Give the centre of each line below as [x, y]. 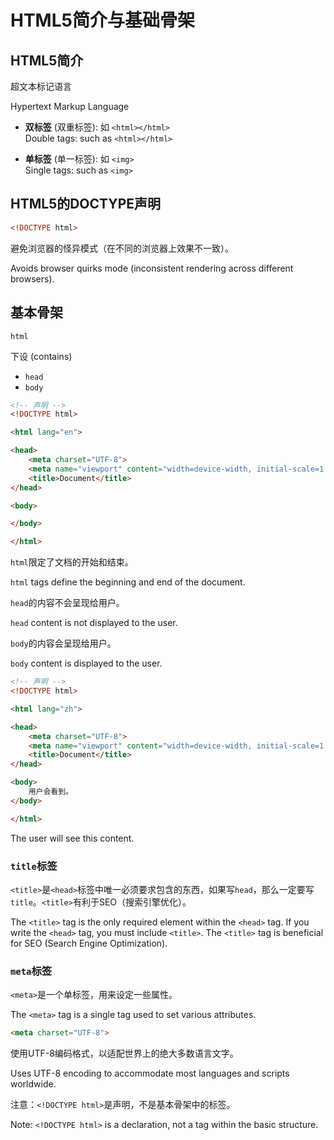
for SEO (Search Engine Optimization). [89, 943]
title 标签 [34, 866]
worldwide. [33, 1084]
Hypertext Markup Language [70, 106]
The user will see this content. [72, 838]
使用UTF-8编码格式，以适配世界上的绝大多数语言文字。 [124, 1053]
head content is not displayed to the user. [94, 623]
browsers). [32, 278]
